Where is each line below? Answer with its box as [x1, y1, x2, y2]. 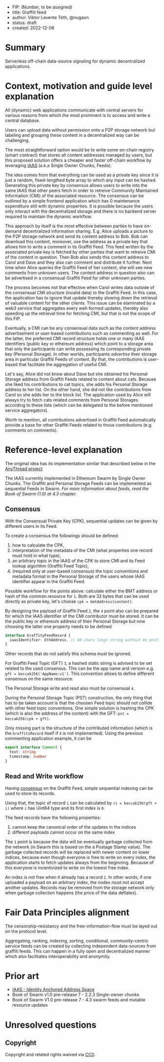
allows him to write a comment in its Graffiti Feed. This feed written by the [5, 244, 154, 249]
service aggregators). [5, 407, 49, 413]
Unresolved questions [5, 1019, 97, 1030]
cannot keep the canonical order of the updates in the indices [12, 824, 136, 830]
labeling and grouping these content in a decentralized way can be [5, 132, 139, 138]
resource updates [12, 1002, 48, 1008]
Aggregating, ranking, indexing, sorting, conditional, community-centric [5, 938, 149, 944]
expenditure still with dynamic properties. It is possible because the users [5, 203, 153, 209]
